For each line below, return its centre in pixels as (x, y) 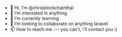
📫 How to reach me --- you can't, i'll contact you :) (64, 29)
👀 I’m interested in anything (38, 13)
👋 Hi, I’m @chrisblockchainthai (42, 8)
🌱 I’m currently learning (34, 18)
